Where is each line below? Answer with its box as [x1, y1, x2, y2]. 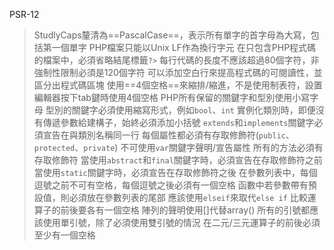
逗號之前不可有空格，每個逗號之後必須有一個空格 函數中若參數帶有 [33, 179, 309, 191]
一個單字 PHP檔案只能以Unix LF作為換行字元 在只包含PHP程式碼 [51, 42, 317, 53]
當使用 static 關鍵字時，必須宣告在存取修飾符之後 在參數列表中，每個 [33, 167, 318, 178]
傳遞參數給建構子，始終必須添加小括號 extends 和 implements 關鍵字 [42, 117, 315, 128]
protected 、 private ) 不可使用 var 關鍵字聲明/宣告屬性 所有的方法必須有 [33, 142, 324, 153]
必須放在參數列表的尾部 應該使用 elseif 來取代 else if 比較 [68, 192, 308, 203]
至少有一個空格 [33, 229, 96, 241]
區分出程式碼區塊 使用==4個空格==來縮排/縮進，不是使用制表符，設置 [33, 79, 323, 91]
